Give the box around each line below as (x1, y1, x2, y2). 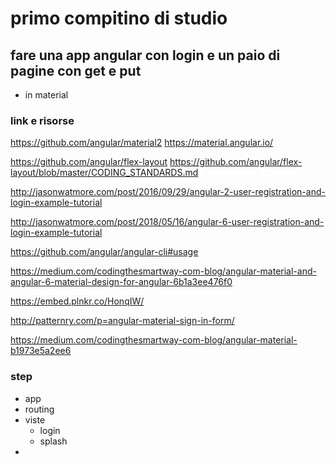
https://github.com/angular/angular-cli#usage (10, 246, 199, 258)
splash (39, 435, 68, 447)
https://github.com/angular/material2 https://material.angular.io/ (10, 137, 274, 149)
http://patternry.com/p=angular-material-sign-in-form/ (10, 315, 235, 327)
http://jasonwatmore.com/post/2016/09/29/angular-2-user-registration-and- (10, 186, 326, 198)
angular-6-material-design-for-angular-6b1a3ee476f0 (10, 276, 233, 288)
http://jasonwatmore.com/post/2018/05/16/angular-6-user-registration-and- (10, 216, 325, 228)
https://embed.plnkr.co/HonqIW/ (10, 295, 145, 307)
